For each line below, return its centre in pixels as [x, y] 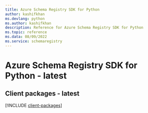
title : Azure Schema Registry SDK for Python [52, 9]
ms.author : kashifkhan [28, 23]
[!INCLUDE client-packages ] [34, 105]
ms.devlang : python [25, 19]
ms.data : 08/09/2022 [26, 37]
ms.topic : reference [26, 32]
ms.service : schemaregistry [34, 41]
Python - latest [36, 75]
